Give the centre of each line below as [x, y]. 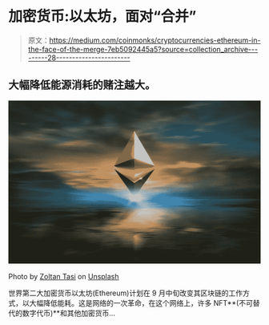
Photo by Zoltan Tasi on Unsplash [64, 277]
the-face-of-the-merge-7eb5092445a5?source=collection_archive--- [143, 49]
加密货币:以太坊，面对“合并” [102, 16]
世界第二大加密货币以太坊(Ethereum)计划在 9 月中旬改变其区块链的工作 [125, 293]
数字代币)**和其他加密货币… [69, 313]
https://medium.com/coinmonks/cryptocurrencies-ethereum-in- [155, 40]
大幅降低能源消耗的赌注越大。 [82, 85]
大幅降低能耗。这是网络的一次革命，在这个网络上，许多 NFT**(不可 [141, 303]
